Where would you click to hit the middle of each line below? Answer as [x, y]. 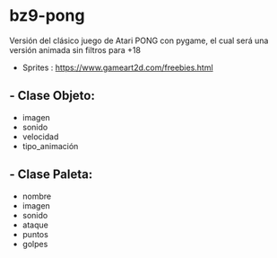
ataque [35, 225]
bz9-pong [47, 16]
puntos [35, 234]
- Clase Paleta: [51, 175]
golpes [35, 244]
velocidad [40, 137]
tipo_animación [50, 146]
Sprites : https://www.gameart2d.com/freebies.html [117, 67]
